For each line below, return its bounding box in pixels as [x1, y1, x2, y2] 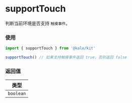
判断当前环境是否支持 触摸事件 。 [5, 20, 71, 26]
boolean [8, 91, 26, 96]
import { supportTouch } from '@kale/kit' [5, 46, 96, 51]
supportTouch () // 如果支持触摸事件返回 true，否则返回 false [5, 55, 127, 60]
